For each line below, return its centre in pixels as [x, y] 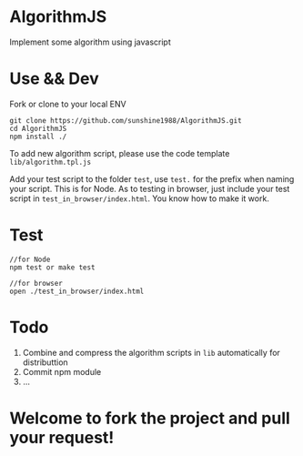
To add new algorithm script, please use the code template [120, 153]
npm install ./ [38, 137]
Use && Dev [54, 79]
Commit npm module [62, 371]
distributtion [45, 362]
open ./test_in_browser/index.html [77, 291]
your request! [62, 437]
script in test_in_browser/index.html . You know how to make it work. [140, 198]
